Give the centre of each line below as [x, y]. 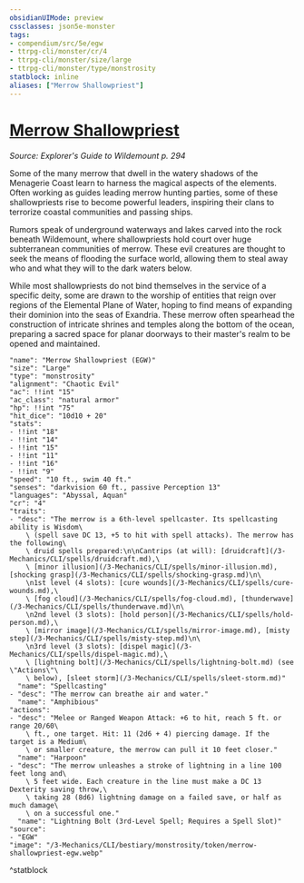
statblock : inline [44, 77]
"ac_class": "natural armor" [64, 400]
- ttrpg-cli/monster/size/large [70, 60]
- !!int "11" [34, 455]
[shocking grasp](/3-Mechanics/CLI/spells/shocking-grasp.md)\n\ [135, 575]
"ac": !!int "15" [42, 392]
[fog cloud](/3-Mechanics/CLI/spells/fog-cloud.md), [135, 599]
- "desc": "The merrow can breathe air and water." [109, 694]
